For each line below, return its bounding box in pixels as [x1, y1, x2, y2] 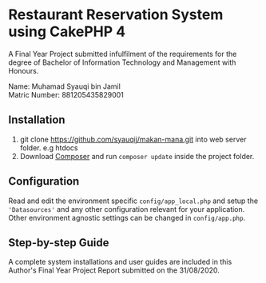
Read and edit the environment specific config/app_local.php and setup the [8, 196, 258, 205]
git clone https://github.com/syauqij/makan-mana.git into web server [19, 134, 247, 144]
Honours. [8, 66, 39, 75]
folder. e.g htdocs [19, 142, 78, 153]
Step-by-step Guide [8, 236, 109, 249]
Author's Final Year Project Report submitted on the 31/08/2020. [8, 265, 220, 275]
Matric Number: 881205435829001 [8, 90, 124, 99]
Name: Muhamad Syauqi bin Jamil [8, 82, 121, 91]
